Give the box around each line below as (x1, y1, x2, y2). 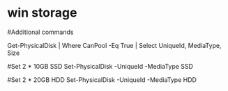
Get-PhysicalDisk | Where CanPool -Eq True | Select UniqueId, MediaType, (7, 41, 222, 49)
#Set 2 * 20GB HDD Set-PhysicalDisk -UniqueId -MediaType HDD (7, 75, 197, 84)
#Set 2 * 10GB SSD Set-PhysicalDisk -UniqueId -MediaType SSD (7, 62, 194, 70)
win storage (7, 5, 77, 21)
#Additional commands (7, 28, 74, 36)
